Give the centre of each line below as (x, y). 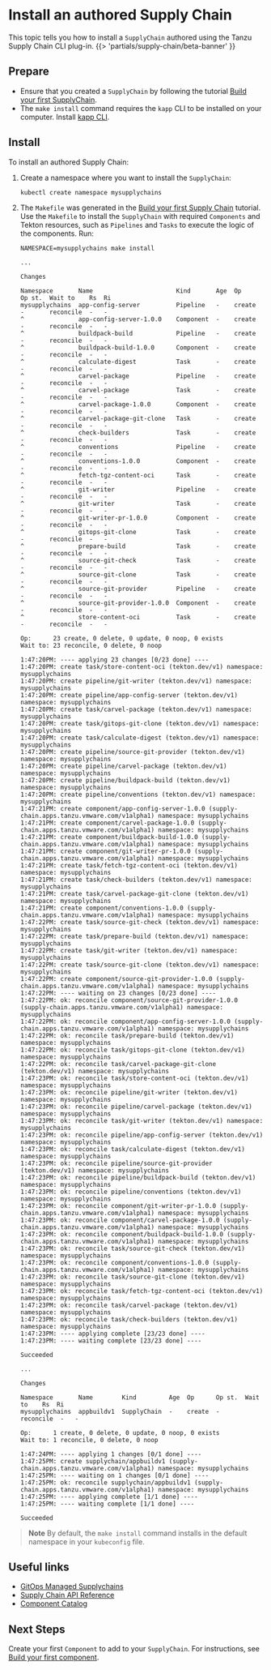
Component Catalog (53, 1604)
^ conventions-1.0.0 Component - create (138, 461)
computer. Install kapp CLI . (65, 117)
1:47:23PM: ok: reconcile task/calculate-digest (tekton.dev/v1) (132, 1149)
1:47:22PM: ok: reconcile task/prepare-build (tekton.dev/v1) (127, 1035)
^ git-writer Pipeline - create (138, 489)
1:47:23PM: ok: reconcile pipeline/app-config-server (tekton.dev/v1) (142, 1135)
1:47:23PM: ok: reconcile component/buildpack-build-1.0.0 (122, 1234)
